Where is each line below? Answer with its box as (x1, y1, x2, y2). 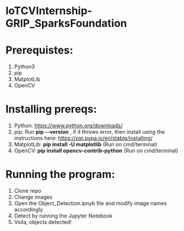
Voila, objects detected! (14, 219, 72, 225)
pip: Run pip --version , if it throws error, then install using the (14, 128, 165, 136)
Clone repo (14, 187, 42, 194)
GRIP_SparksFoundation (5, 16, 127, 30)
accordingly (14, 206, 44, 213)
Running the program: (5, 168, 116, 181)
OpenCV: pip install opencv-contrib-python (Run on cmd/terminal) (14, 147, 179, 154)
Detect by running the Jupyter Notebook (14, 212, 113, 219)
